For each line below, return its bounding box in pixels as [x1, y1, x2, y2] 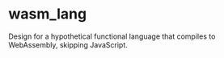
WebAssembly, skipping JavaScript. [8, 39, 128, 49]
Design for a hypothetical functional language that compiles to [8, 31, 216, 41]
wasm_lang [8, 5, 87, 23]
